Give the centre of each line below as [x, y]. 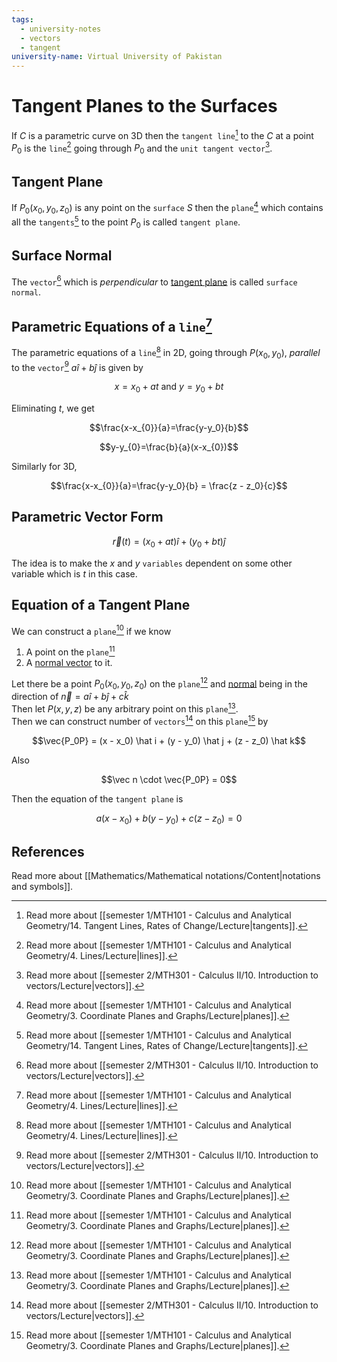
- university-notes [61, 29]
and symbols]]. [42, 887]
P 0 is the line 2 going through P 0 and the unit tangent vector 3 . [142, 148]
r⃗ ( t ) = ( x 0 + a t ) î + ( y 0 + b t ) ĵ [169, 542]
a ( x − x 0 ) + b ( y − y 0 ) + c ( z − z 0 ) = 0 [169, 819]
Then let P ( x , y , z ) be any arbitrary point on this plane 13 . [125, 708]
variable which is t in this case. [74, 573]
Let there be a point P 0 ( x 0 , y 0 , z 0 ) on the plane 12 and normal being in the [159, 684]
